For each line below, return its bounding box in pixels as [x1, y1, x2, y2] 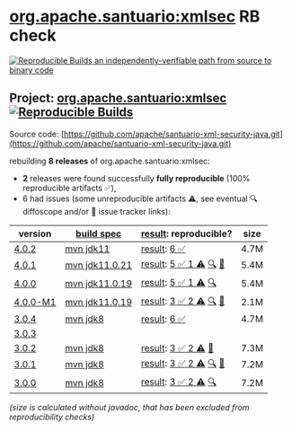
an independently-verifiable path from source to [93, 55, 272, 66]
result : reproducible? [140, 227, 233, 240]
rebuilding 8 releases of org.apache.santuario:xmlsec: [9, 155, 210, 166]
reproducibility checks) [9, 411, 95, 422]
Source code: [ [9, 128, 65, 139]
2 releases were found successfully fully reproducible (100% [22, 172, 251, 183]
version [18, 227, 52, 240]
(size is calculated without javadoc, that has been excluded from [9, 401, 250, 412]
